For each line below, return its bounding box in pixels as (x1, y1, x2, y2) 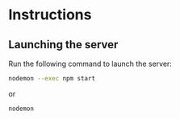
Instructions (8, 6, 92, 24)
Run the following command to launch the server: (8, 59, 172, 68)
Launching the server (8, 38, 119, 51)
